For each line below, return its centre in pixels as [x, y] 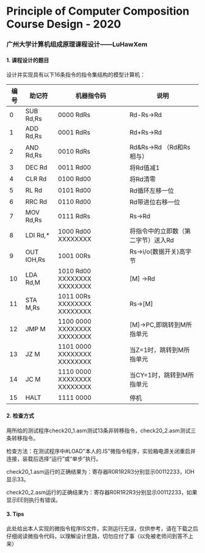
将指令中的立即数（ [157, 231]
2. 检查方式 [20, 415]
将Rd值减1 [145, 168]
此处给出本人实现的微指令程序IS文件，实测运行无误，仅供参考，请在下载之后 [102, 528]
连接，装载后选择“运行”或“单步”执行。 [54, 458]
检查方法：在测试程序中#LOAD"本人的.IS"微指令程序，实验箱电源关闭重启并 [101, 451]
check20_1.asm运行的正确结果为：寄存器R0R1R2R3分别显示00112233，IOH [101, 471]
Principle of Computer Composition [98, 11]
